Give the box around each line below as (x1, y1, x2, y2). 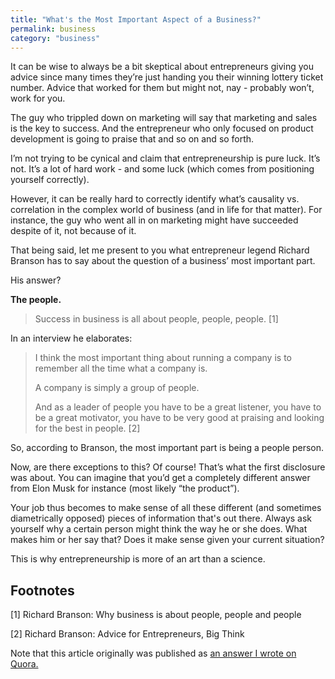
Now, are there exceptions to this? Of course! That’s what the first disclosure (10, 461, 326, 473)
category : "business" (10, 33, 101, 43)
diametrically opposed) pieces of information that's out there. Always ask (10, 512, 313, 525)
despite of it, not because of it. (10, 225, 137, 237)
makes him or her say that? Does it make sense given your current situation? (10, 534, 325, 546)
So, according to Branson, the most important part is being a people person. (10, 442, 324, 454)
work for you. (10, 92, 66, 105)
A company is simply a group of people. (34, 382, 200, 394)
